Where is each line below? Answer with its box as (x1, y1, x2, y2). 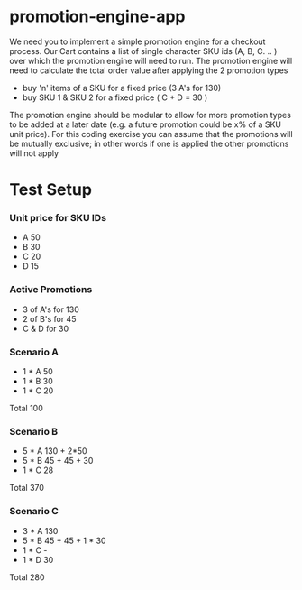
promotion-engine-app (9, 6, 186, 27)
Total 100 (9, 403, 43, 414)
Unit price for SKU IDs (9, 212, 106, 225)
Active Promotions (9, 283, 93, 296)
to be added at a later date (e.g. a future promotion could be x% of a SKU (9, 119, 282, 130)
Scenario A (9, 346, 59, 358)
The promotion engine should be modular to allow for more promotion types (9, 109, 291, 120)
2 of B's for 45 (22, 313, 77, 324)
